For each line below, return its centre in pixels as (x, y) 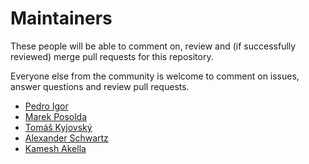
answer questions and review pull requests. (100, 86)
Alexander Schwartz (66, 138)
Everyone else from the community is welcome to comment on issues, (155, 76)
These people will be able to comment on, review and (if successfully (153, 46)
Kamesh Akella (55, 148)
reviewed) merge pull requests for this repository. (112, 56)
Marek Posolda (55, 116)
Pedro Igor (46, 106)
